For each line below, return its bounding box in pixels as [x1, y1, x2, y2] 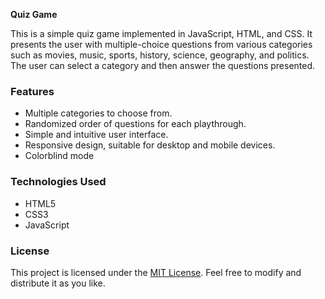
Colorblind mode [24, 150, 95, 162]
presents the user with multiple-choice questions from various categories [10, 39, 313, 50]
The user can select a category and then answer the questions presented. [10, 60, 316, 71]
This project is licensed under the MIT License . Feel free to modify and [10, 266, 302, 278]
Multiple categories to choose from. [24, 107, 173, 119]
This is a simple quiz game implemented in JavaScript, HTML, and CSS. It [10, 28, 313, 39]
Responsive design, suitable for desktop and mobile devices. [24, 139, 276, 151]
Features [10, 84, 55, 98]
